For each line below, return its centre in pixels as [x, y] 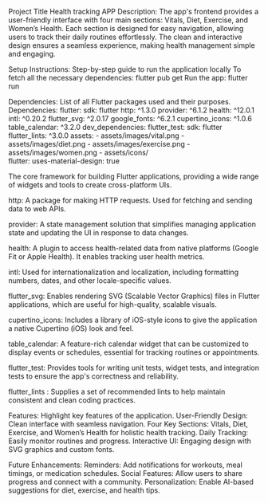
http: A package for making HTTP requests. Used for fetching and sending [130, 200]
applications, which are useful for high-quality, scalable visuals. [112, 305]
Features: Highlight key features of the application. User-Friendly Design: [128, 415]
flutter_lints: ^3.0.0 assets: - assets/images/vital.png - [97, 136]
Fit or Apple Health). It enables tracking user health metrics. [106, 257]
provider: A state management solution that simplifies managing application [132, 224]
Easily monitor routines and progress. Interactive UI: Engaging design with [130, 441]
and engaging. [32, 54]
